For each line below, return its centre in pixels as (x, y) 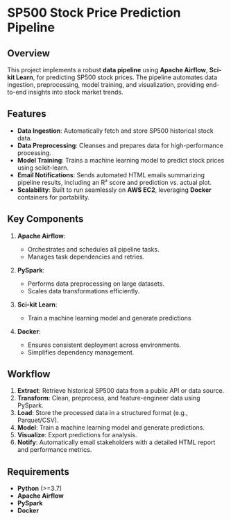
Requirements (38, 472)
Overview (29, 53)
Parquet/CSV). (38, 420)
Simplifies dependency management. (81, 352)
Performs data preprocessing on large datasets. (96, 284)
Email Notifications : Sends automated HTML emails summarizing (111, 174)
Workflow (29, 374)
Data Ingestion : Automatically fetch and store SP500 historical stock (115, 131)
